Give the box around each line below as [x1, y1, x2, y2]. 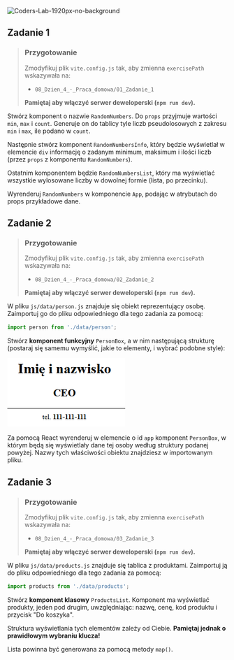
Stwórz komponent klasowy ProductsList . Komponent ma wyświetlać [7, 595, 210, 604]
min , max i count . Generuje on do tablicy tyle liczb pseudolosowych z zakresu [7, 119, 227, 127]
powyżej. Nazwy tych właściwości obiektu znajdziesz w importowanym [7, 448, 213, 457]
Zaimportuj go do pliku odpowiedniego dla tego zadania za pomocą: [7, 310, 203, 318]
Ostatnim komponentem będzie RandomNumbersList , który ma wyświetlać [7, 168, 215, 177]
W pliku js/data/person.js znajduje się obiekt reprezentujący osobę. [7, 302, 206, 310]
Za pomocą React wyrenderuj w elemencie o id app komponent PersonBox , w [7, 433, 227, 442]
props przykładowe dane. [7, 196, 81, 206]
